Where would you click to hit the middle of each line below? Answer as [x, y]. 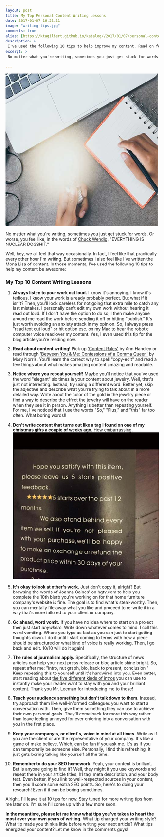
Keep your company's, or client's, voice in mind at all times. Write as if [85, 733]
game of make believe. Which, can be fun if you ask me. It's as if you [82, 744]
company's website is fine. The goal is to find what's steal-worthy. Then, [85, 602]
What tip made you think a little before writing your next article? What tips [79, 824]
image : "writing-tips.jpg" [33, 26]
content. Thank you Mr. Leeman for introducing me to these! [73, 689]
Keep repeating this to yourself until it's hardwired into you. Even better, [84, 673]
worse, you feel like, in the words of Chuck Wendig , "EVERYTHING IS [75, 239]
